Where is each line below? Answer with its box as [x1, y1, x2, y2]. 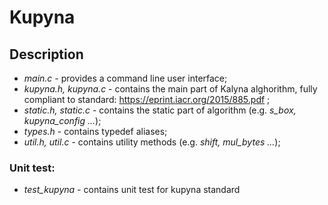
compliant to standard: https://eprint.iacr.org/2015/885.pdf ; [23, 94, 271, 105]
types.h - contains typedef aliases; [23, 126, 168, 137]
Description [9, 46, 84, 63]
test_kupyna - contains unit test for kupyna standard [23, 184, 241, 196]
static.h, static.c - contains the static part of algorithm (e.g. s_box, [23, 104, 297, 116]
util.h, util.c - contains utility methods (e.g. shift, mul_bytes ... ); [23, 136, 281, 148]
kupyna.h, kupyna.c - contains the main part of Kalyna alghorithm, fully [23, 83, 318, 95]
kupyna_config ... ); [23, 115, 102, 126]
